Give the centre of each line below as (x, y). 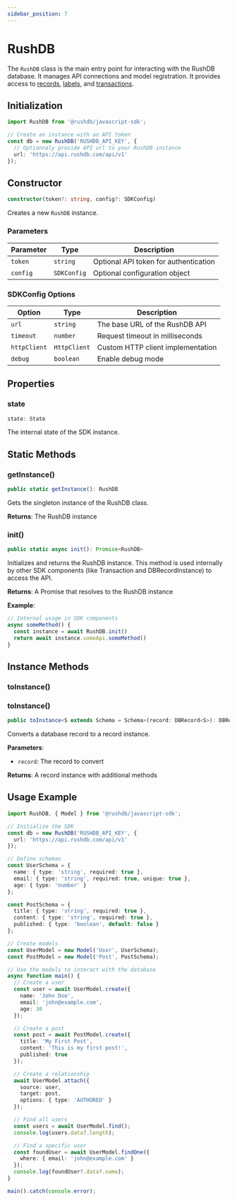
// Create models (33, 944)
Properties (31, 384)
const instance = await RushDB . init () (71, 631)
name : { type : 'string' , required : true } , (78, 872)
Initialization (35, 106)
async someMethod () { (39, 625)
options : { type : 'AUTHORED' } (66, 1101)
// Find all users (41, 1120)
